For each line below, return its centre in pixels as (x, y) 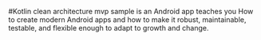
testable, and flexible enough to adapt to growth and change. (109, 28)
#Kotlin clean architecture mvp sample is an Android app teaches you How (131, 11)
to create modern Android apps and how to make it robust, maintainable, (127, 20)
